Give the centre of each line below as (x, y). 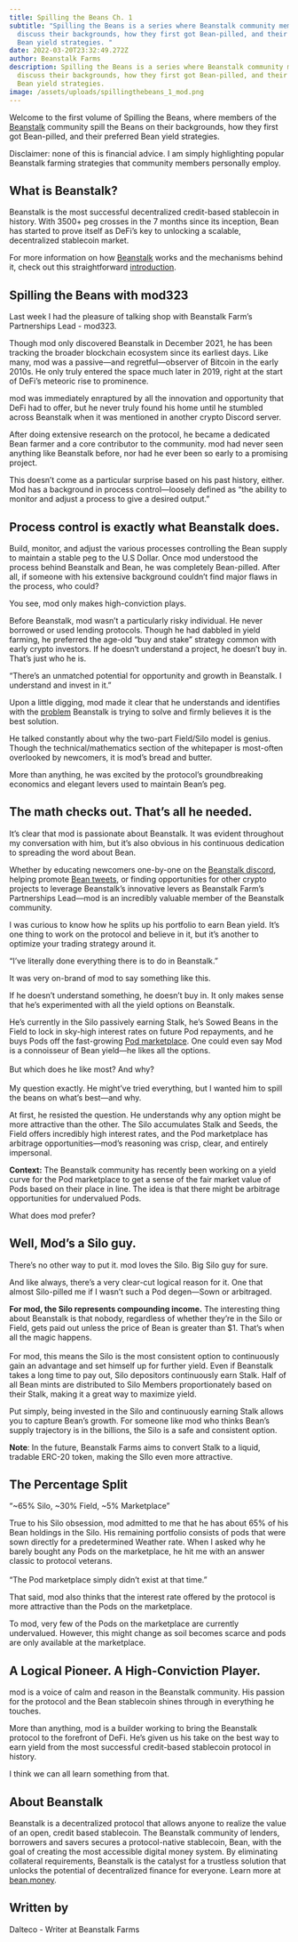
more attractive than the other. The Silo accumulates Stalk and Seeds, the (144, 1124)
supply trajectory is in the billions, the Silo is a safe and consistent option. (143, 1430)
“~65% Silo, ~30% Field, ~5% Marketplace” (90, 1506)
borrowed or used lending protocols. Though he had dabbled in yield (135, 630)
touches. (25, 1711)
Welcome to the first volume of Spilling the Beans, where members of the (143, 117)
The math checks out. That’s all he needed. (131, 812)
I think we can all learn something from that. (90, 1774)
